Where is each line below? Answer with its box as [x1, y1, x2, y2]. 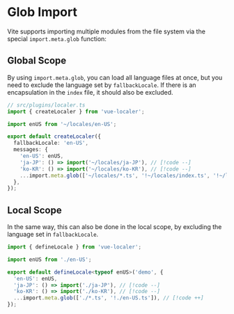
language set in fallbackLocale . [7, 230, 99, 239]
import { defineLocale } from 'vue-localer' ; [7, 244, 141, 251]
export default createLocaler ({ [7, 133, 101, 140]
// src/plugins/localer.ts [7, 102, 86, 109]
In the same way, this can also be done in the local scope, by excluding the [7, 223, 222, 231]
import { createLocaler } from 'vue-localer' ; [7, 108, 145, 115]
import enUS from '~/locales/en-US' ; [7, 120, 117, 127]
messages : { [13, 146, 49, 153]
